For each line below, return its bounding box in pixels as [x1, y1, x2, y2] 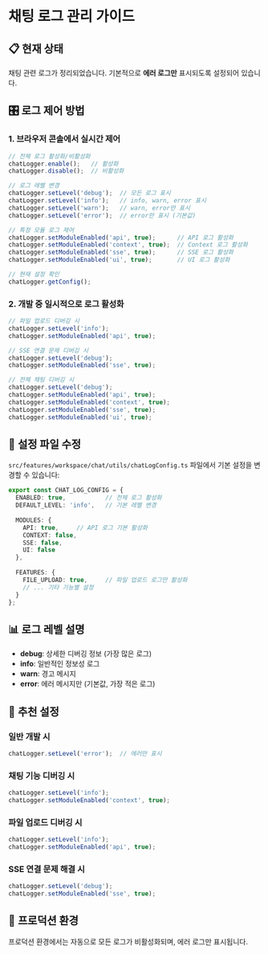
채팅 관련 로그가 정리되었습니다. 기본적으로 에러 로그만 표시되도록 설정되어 [8, 68, 239, 77]
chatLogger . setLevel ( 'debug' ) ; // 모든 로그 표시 [8, 190, 171, 198]
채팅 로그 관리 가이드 [8, 7, 135, 26]
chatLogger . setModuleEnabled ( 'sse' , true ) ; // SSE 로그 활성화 [8, 248, 234, 257]
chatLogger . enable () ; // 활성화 [8, 160, 119, 168]
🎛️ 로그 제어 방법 [8, 104, 85, 117]
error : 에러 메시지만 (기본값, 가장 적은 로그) [19, 679, 156, 689]
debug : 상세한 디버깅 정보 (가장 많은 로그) [19, 649, 152, 658]
